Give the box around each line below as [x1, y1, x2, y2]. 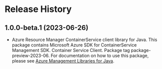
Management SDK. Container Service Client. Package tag [11, 47, 130, 53]
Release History [4, 3, 72, 15]
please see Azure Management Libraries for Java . [11, 58, 115, 63]
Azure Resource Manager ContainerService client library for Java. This [11, 36, 158, 42]
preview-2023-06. [11, 52, 50, 58]
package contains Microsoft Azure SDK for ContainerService [11, 42, 137, 48]
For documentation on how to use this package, [50, 52, 149, 58]
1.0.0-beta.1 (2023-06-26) [4, 23, 89, 32]
